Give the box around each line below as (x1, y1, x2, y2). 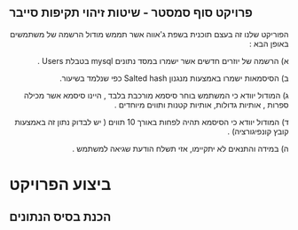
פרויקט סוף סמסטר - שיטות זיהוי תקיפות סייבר (9, 5, 253, 20)
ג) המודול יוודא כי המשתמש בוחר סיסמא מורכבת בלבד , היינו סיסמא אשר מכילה (23, 90, 289, 100)
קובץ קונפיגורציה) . (227, 126, 289, 137)
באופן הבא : (249, 38, 289, 49)
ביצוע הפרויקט (9, 175, 112, 194)
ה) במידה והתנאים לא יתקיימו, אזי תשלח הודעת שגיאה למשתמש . (72, 143, 289, 154)
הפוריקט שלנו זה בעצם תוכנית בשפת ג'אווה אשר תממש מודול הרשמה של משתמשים (10, 28, 289, 39)
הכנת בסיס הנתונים (9, 210, 112, 225)
